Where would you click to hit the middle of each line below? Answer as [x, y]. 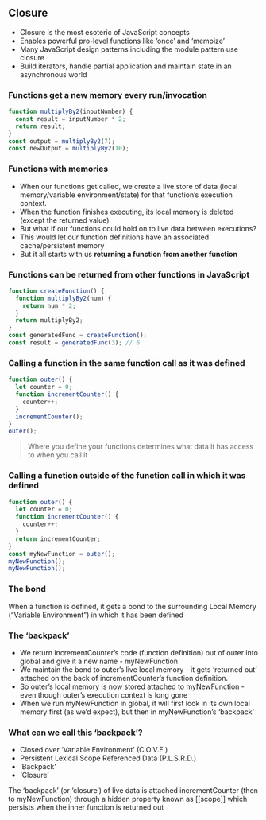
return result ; [40, 126]
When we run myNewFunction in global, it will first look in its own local [135, 703]
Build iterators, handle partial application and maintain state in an [125, 66]
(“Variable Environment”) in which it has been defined [96, 615]
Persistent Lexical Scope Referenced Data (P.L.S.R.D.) [108, 758]
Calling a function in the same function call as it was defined [127, 363]
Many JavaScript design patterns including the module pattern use [129, 49]
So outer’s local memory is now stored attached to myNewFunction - [132, 686]
